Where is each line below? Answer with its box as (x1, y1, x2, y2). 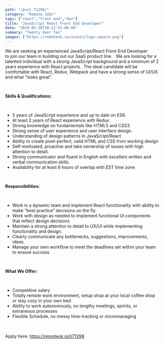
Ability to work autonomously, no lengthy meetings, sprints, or (12, 303, 138, 309)
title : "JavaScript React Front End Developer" (5, 21, 104, 26)
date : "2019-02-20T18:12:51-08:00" (5, 26, 78, 30)
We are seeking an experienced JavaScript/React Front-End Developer (5, 48, 148, 54)
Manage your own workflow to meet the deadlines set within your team (12, 244, 156, 250)
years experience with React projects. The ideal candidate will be (5, 63, 138, 69)
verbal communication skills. (12, 159, 70, 165)
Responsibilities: (5, 183, 40, 189)
